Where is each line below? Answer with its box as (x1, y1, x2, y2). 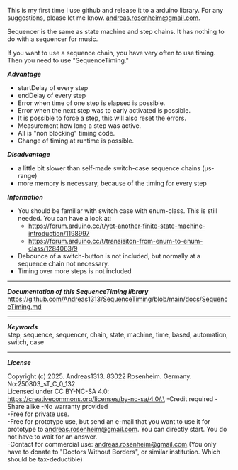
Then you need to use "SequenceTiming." (7, 56, 129, 65)
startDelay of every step (17, 84, 89, 92)
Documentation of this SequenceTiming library (7, 288, 149, 295)
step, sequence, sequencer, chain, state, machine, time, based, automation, (7, 330, 229, 339)
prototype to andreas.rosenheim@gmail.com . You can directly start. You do (7, 425, 227, 433)
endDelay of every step (17, 92, 86, 99)
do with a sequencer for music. (7, 35, 98, 43)
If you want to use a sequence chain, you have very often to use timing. (7, 49, 216, 57)
